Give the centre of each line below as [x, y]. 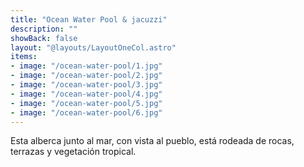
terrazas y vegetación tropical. [73, 152]
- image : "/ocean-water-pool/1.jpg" [86, 66]
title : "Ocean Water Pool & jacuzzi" [89, 19]
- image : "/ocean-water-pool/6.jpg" [86, 112]
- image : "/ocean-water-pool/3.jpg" [86, 85]
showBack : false [44, 38]
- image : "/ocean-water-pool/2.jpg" [86, 76]
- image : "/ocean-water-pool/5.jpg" [86, 103]
